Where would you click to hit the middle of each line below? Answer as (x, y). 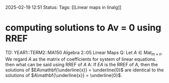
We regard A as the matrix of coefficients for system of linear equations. (81, 59)
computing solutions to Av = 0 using (83, 28)
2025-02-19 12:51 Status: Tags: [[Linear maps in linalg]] (63, 7)
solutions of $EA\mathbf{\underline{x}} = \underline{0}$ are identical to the (84, 70)
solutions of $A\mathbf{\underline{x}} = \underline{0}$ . (64, 75)
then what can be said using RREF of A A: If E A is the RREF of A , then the (82, 64)
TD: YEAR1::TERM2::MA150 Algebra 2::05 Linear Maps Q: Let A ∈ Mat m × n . (84, 53)
